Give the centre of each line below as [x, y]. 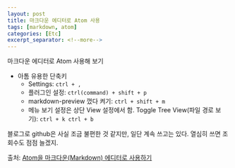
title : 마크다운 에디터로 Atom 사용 [54, 20]
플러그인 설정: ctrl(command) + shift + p [87, 92]
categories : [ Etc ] [34, 34]
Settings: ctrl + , [54, 84]
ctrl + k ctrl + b [67, 120]
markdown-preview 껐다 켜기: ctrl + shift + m [97, 101]
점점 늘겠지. [42, 143]
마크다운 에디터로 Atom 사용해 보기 [55, 61]
